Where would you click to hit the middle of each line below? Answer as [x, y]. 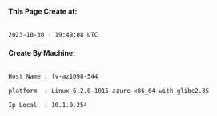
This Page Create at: [43, 11]
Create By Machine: [42, 52]
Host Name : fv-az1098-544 [53, 77]
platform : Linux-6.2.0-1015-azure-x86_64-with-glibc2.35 [109, 91]
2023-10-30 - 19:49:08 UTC [53, 35]
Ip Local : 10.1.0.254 [48, 106]
